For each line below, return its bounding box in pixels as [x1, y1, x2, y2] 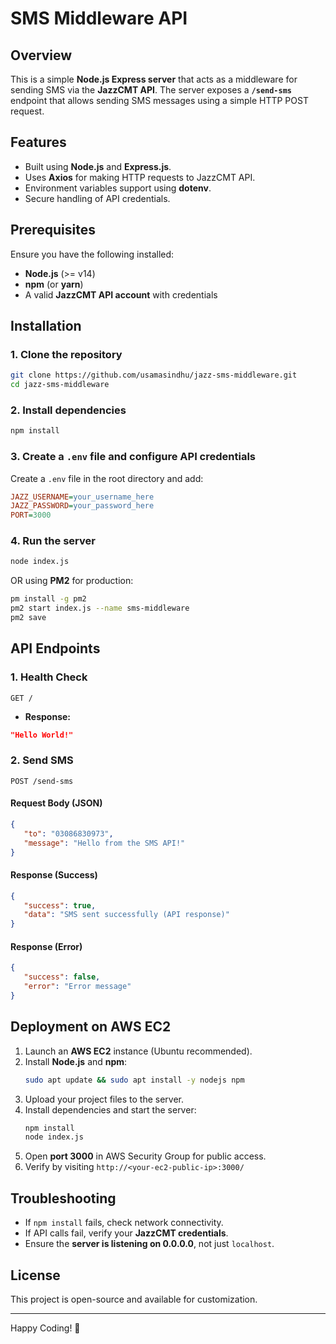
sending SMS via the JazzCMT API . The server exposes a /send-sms [10, 84, 292, 96]
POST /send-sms [10, 776, 74, 786]
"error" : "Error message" [23, 982, 132, 992]
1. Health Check [10, 670, 88, 684]
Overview [10, 47, 73, 64]
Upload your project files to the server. [24, 1093, 185, 1105]
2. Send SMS [10, 753, 74, 767]
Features [10, 134, 67, 151]
